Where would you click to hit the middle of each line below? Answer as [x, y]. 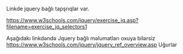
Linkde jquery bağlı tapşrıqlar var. [48, 9]
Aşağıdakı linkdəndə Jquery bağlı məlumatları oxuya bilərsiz [81, 38]
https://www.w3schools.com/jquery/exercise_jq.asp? [72, 20]
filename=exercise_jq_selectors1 [47, 27]
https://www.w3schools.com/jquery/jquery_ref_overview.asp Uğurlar [92, 45]
